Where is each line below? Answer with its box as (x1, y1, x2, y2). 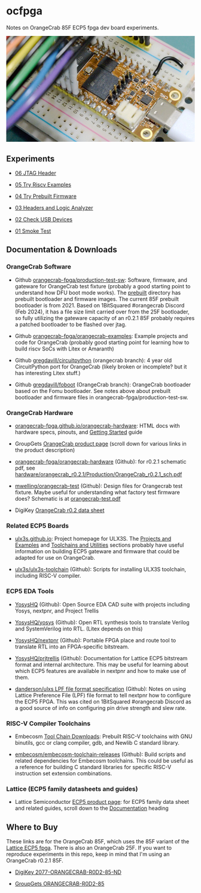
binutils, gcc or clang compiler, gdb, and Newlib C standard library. (14, 739, 179, 746)
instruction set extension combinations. (14, 770, 112, 777)
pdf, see (14, 465, 36, 471)
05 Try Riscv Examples (14, 181, 72, 188)
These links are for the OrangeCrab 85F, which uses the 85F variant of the (6, 838, 190, 845)
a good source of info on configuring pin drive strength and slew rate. (14, 704, 187, 711)
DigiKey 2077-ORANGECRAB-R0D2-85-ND (14, 868, 121, 876)
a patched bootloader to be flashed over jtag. (14, 321, 127, 328)
